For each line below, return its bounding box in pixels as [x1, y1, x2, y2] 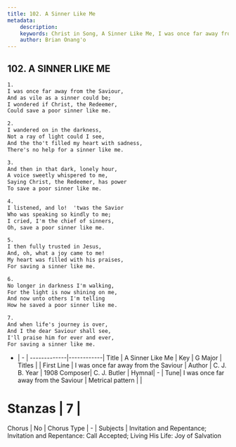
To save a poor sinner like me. [7, 185, 102, 192]
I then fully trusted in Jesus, [7, 244, 102, 251]
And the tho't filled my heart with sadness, [7, 139, 143, 146]
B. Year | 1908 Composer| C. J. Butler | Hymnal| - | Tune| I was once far [17, 368, 225, 377]
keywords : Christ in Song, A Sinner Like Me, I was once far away [20, 30, 218, 37]
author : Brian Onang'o [20, 37, 86, 44]
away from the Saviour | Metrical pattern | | [17, 376, 143, 384]
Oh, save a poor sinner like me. [7, 224, 105, 231]
